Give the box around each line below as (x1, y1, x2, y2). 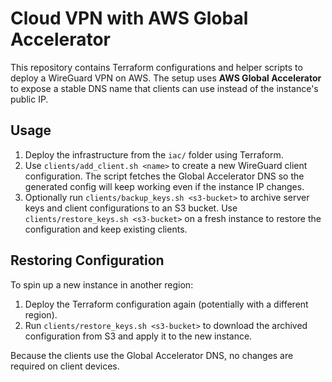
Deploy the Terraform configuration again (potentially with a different (24, 298, 309, 310)
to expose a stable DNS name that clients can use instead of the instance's (10, 82, 319, 94)
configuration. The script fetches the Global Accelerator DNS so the (24, 170, 305, 182)
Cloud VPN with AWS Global (10, 7, 249, 30)
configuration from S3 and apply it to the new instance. (24, 330, 253, 342)
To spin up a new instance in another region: (10, 278, 194, 291)
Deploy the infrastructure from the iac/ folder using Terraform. (24, 148, 284, 161)
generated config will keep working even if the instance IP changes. (24, 180, 305, 192)
